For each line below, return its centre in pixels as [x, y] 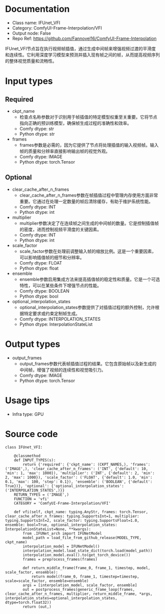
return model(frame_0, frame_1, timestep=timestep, [85, 577]
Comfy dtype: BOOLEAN [44, 291]
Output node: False [31, 33]
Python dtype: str [37, 134]
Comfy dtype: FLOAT [41, 263]
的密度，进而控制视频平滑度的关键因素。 [60, 229]
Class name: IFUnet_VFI [36, 23]
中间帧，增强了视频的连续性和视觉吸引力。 [63, 370]
